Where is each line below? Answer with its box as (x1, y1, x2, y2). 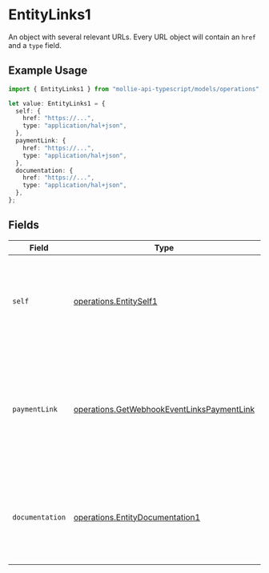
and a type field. (8, 40, 62, 50)
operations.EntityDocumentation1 (73, 511, 201, 523)
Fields (8, 218, 40, 232)
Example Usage (8, 64, 88, 78)
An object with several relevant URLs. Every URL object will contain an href (8, 32, 256, 42)
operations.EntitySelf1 (73, 295, 158, 307)
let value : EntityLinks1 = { (8, 99, 106, 107)
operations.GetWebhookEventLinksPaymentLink (73, 403, 255, 415)
